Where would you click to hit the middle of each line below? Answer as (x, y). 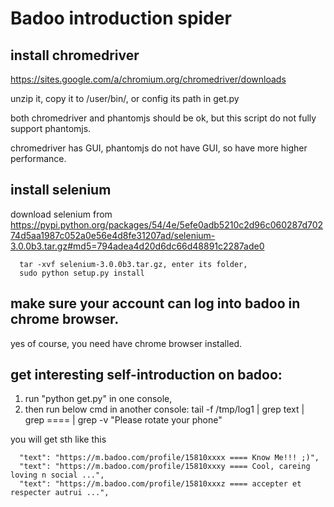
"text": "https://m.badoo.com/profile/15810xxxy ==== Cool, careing (165, 467)
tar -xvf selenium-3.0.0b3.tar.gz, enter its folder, (133, 264)
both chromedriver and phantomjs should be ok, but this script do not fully (163, 118)
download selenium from (61, 214)
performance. (38, 158)
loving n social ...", (57, 475)
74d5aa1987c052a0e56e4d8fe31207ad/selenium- (113, 235)
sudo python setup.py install (82, 273)
